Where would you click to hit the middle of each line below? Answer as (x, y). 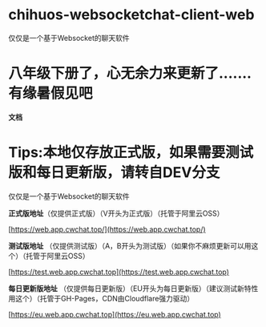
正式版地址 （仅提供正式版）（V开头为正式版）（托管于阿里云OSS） (116, 213)
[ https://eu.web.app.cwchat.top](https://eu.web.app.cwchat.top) (115, 314)
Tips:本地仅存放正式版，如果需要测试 (131, 153)
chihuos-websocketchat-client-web (131, 15)
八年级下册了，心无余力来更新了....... (130, 73)
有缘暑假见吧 (51, 93)
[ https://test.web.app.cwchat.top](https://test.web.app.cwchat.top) (119, 272)
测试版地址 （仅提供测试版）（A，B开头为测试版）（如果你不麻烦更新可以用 (130, 245)
